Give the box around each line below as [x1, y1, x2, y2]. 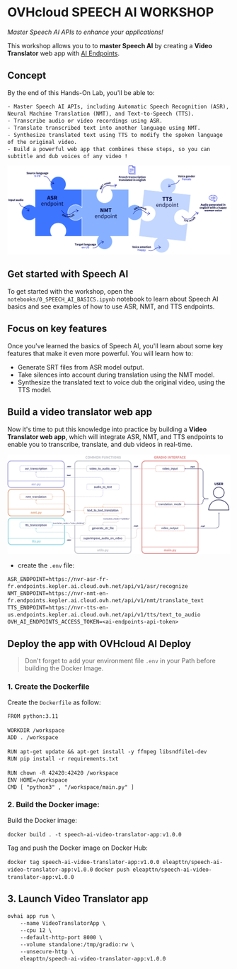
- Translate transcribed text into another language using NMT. [7, 124, 201, 131]
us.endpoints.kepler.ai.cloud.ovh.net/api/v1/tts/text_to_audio [7, 611, 201, 619]
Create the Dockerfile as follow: [7, 698, 101, 707]
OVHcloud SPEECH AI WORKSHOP [7, 4, 214, 21]
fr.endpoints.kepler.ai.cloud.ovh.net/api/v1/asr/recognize [7, 583, 189, 590]
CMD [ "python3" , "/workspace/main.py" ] [7, 783, 134, 791]
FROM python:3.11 [7, 712, 59, 720]
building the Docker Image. [24, 664, 104, 672]
